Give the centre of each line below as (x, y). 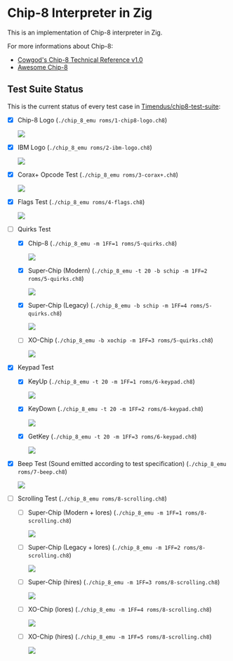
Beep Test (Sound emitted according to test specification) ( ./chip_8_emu (122, 463)
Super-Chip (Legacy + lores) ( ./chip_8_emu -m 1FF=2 (104, 547)
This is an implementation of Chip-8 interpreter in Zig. (85, 32)
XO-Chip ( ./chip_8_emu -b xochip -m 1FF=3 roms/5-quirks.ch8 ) (121, 340)
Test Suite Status (46, 89)
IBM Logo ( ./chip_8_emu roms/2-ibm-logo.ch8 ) (85, 147)
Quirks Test (34, 229)
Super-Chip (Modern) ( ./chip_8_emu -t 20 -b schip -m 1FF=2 (118, 271)
